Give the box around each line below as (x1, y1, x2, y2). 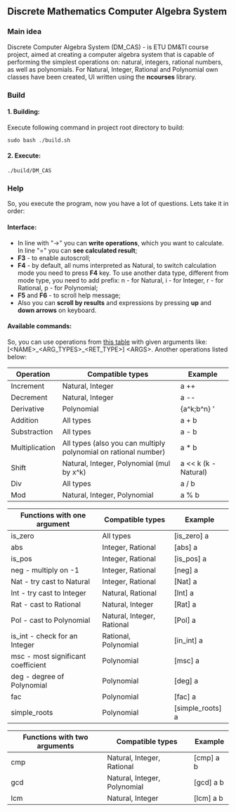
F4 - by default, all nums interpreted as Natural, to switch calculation (17, 261, 216, 269)
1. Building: (7, 108, 41, 116)
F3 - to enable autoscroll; (17, 253, 91, 262)
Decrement (11, 392, 48, 402)
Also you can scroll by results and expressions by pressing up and (17, 298, 212, 307)
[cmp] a (193, 752, 220, 762)
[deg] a (173, 676, 199, 685)
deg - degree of (11, 671, 65, 681)
